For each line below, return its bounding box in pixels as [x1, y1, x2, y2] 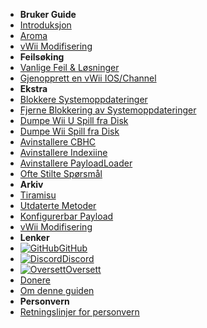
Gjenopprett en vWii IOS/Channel [19, 72, 157, 84]
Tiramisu [19, 189, 57, 201]
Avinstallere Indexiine [19, 147, 108, 158]
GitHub [58, 242, 88, 254]
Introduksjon [19, 19, 72, 31]
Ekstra [19, 83, 48, 94]
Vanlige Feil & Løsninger [19, 62, 120, 73]
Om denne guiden [19, 285, 95, 296]
